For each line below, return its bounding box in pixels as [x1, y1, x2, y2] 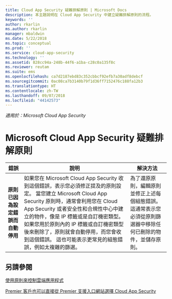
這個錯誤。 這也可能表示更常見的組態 [29, 236, 118, 243]
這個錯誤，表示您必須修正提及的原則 [29, 182, 117, 190]
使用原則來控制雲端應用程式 [5, 277, 64, 283]
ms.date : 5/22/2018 [5, 36, 47, 41]
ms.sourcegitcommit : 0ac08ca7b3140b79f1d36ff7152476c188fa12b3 [5, 79, 143, 84]
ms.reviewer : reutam [5, 64, 50, 70]
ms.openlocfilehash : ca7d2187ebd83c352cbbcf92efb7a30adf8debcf [5, 74, 143, 79]
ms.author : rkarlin [5, 27, 47, 32]
